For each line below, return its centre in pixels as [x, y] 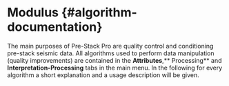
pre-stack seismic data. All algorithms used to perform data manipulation [111, 53]
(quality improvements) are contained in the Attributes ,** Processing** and [114, 60]
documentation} [55, 27]
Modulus [33, 13]
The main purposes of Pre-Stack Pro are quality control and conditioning [110, 46]
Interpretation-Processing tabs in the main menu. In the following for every [115, 68]
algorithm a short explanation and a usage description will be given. [103, 75]
